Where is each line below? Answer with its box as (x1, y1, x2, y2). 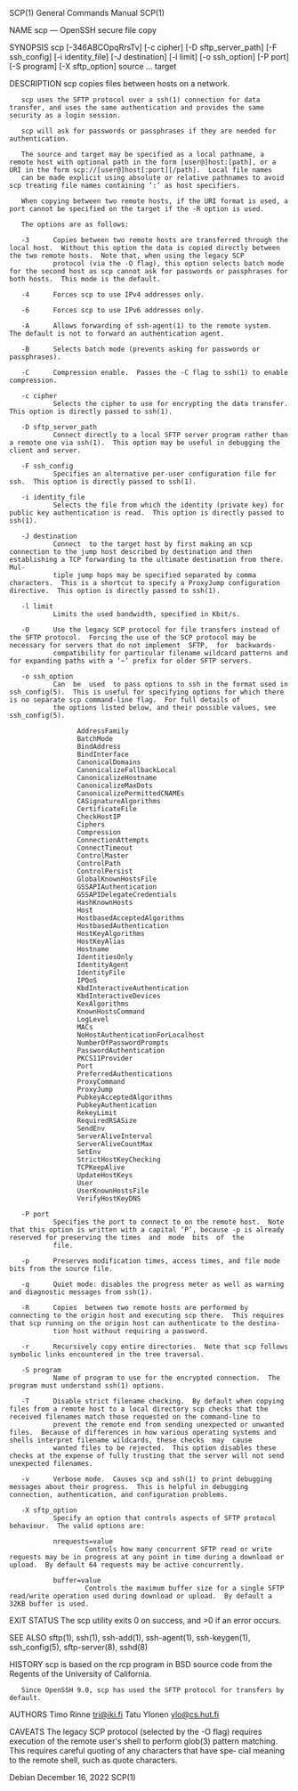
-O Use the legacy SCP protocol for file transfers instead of (20, 625, 280, 634)
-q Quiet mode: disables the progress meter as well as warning (20, 1280, 285, 1289)
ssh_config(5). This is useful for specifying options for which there (9, 688, 285, 696)
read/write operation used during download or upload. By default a (9, 1592, 273, 1600)
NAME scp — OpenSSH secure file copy (9, 25, 157, 35)
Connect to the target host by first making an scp (52, 540, 253, 549)
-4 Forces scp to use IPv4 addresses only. (20, 290, 205, 299)
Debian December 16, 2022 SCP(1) (9, 1772, 136, 1782)
